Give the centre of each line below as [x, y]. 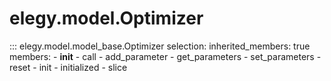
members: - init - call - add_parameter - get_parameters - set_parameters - [165, 56]
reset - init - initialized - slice [68, 67]
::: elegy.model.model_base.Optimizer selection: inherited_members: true [160, 46]
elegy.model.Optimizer [106, 18]
